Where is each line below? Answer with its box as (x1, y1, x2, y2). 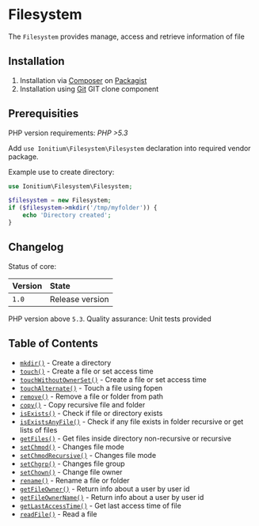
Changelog (8, 240, 64, 254)
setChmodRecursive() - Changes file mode (19, 450, 157, 460)
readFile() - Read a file (19, 509, 97, 519)
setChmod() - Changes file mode (19, 441, 124, 452)
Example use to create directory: (8, 167, 115, 176)
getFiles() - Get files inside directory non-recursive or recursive (19, 433, 232, 443)
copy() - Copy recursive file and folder (19, 399, 146, 409)
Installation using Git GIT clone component (19, 84, 159, 93)
